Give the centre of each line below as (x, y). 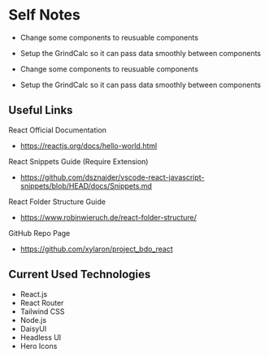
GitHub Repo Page (39, 233)
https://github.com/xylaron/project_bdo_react (96, 249)
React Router (42, 303)
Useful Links (41, 110)
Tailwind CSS (42, 311)
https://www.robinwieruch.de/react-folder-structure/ (108, 217)
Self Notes (45, 15)
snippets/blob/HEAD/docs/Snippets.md (86, 185)
